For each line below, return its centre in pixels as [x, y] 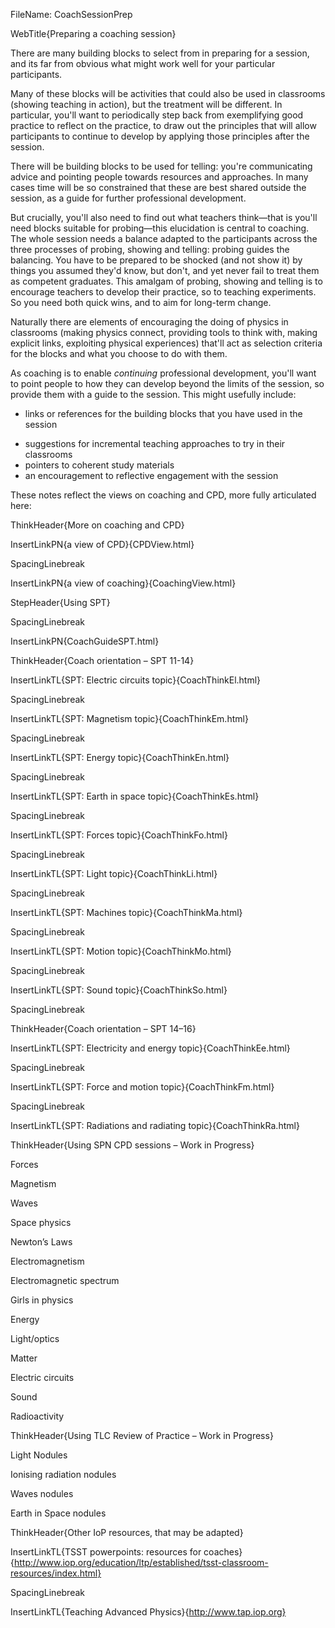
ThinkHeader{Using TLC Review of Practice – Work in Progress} [142, 1435]
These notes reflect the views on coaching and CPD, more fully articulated [163, 495]
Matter [24, 1358]
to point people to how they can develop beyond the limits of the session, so [167, 383]
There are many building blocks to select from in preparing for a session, [160, 53]
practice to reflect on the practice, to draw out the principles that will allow [163, 125]
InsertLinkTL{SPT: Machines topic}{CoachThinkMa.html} [126, 912]
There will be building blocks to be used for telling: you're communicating [161, 166]
